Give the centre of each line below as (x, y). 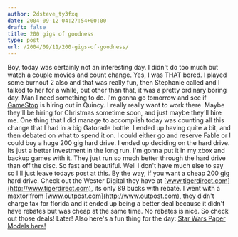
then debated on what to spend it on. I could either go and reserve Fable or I (119, 135)
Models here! (27, 226)
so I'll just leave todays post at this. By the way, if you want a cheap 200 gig (119, 173)
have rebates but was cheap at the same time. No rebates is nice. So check (118, 211)
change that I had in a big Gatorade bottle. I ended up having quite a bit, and (119, 128)
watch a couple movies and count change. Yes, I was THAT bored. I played (117, 75)
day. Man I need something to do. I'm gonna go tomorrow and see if (107, 98)
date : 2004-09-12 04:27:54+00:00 (57, 21)
